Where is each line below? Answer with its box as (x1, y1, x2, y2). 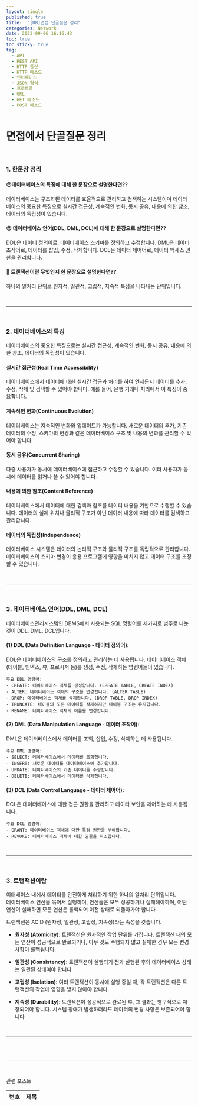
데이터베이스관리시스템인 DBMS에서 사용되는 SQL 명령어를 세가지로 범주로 (6, 619, 178, 627)
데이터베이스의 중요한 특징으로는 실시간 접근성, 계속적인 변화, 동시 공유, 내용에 (6, 342, 186, 349)
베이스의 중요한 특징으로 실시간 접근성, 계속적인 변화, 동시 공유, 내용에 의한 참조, (6, 202, 190, 210)
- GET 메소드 (11, 96, 40, 102)
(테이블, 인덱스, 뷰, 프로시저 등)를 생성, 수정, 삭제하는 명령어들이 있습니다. (6, 663, 175, 670)
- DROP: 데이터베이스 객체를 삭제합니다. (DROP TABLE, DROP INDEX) (6, 695, 158, 701)
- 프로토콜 (11, 86, 34, 92)
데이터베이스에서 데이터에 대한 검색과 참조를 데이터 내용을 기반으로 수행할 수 (6, 502, 181, 509)
